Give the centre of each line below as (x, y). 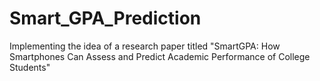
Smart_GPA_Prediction (105, 18)
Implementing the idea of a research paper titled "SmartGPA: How (145, 46)
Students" (30, 67)
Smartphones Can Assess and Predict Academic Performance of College (160, 56)
